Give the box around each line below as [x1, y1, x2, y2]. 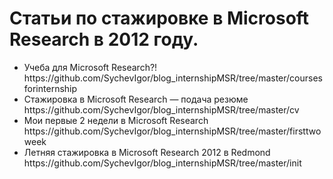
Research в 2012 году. [9, 28, 199, 51]
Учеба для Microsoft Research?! [23, 61, 158, 73]
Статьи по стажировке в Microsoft [9, 7, 310, 30]
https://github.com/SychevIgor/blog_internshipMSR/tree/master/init [23, 157, 302, 169]
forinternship [23, 82, 78, 94]
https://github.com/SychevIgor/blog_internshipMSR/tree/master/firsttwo [23, 125, 322, 137]
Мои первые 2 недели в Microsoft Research [23, 114, 209, 126]
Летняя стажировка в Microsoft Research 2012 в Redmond [23, 146, 271, 158]
